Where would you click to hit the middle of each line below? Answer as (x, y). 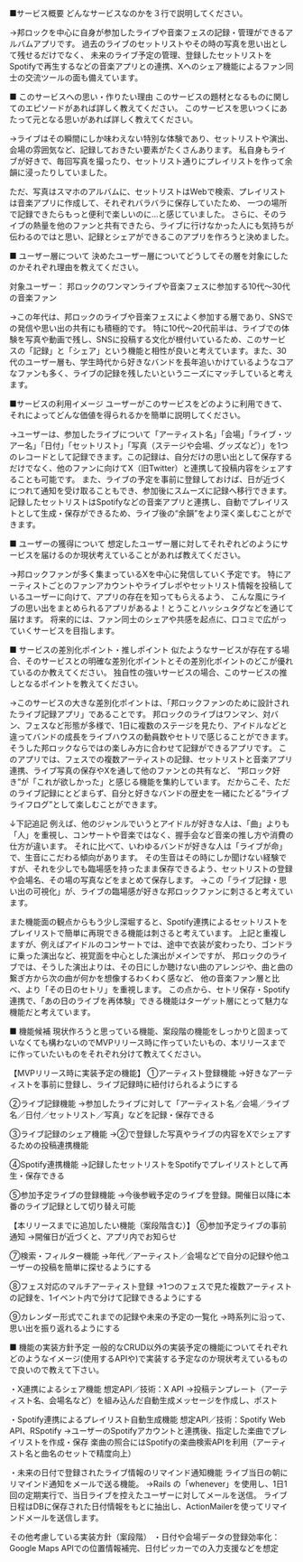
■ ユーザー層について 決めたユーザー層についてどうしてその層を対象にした (149, 256)
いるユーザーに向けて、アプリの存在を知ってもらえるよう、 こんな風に (140, 597)
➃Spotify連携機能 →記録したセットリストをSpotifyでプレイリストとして (145, 1164)
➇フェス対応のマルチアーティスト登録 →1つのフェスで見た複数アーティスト (151, 1286)
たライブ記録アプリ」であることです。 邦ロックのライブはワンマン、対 (140, 714)
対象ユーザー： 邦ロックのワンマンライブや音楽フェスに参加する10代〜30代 (150, 286)
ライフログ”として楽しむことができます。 (86, 804)
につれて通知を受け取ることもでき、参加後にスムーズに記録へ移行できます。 (150, 491)
